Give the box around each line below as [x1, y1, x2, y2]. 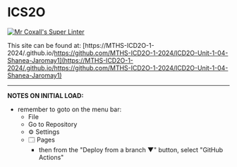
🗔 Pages [28, 135, 55, 144]
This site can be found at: [7, 41, 81, 49]
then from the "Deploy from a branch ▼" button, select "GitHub [38, 145, 224, 154]
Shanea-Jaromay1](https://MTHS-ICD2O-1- [7, 56, 134, 64]
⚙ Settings [28, 128, 60, 136]
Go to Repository [28, 120, 78, 128]
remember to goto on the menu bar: [17, 105, 122, 113]
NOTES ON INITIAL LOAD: [7, 91, 84, 99]
